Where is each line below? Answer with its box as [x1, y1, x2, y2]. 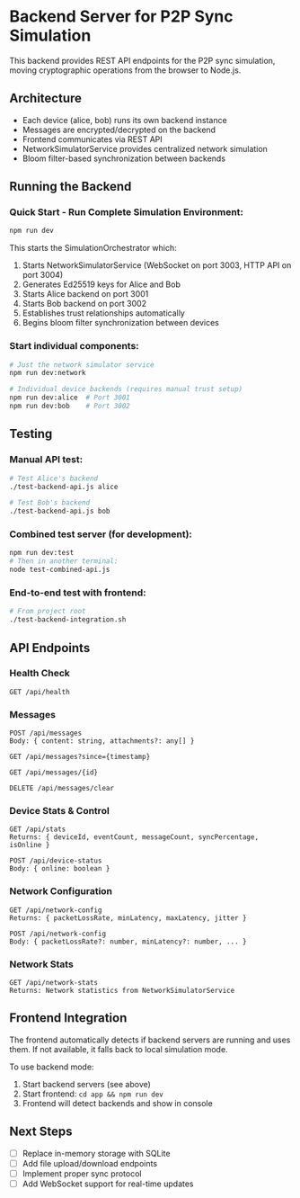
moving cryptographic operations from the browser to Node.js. [9, 65, 242, 76]
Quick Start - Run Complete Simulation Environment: [9, 206, 244, 219]
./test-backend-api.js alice [9, 482, 119, 491]
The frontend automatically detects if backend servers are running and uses [9, 1034, 291, 1045]
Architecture [9, 91, 83, 106]
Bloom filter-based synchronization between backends [22, 153, 226, 164]
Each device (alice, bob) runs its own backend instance [22, 114, 227, 125]
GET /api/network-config [9, 906, 102, 915]
